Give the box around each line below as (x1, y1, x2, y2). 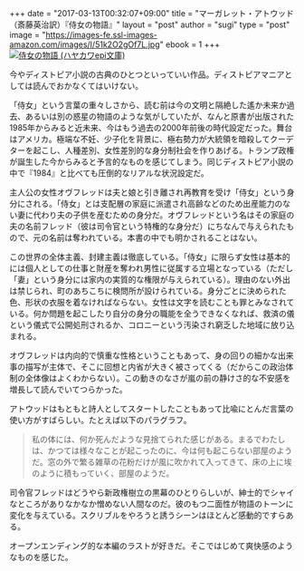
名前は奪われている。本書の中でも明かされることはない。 (48, 232, 262, 243)
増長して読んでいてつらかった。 (9, 384, 128, 394)
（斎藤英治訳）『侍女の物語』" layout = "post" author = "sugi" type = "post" (9, 19, 290, 30)
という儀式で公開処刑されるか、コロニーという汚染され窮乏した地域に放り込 (9, 320, 295, 330)
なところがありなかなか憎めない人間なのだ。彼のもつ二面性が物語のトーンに (9, 498, 294, 509)
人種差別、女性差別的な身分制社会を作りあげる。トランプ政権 (64, 145, 295, 156)
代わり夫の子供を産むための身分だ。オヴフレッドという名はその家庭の (33, 209, 295, 220)
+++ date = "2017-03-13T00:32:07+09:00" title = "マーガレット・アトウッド (9, 8, 294, 18)
